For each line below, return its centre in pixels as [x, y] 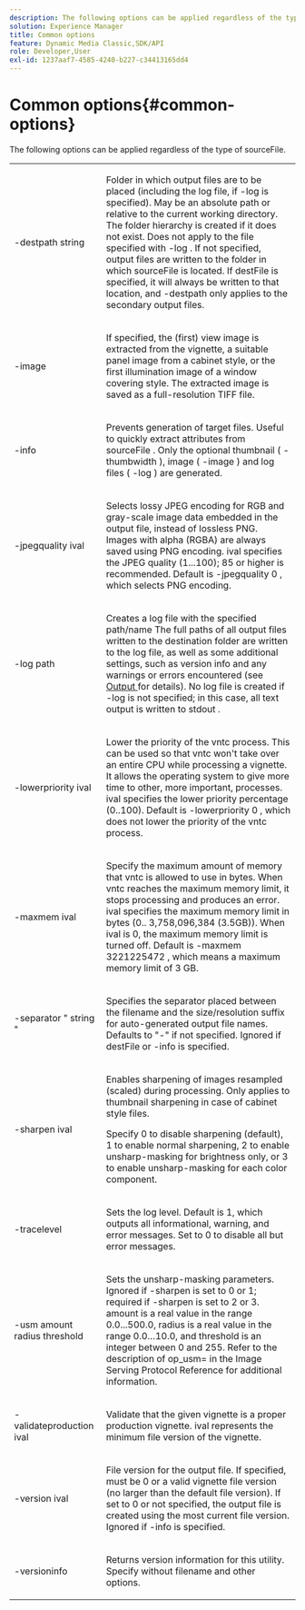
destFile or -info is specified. [167, 1046]
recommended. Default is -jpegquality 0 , [194, 573]
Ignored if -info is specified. [166, 1526]
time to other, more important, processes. [194, 787]
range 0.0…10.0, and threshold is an [183, 1336]
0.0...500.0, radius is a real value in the [189, 1325]
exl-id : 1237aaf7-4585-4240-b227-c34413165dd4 [99, 60]
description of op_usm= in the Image [184, 1358]
